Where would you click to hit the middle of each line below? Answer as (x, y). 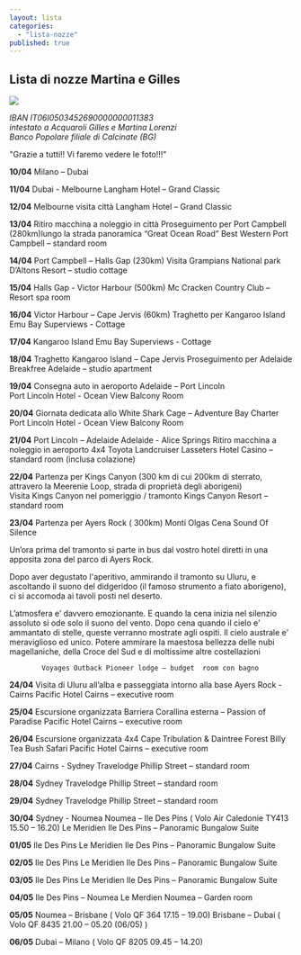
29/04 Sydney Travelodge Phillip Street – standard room (114, 801)
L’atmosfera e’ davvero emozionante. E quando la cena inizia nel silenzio (143, 614)
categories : (31, 26)
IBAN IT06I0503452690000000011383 (82, 118)
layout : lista (36, 18)
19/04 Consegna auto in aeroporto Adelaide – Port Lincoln (117, 386)
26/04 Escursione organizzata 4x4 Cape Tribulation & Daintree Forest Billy (147, 739)
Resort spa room (40, 297)
